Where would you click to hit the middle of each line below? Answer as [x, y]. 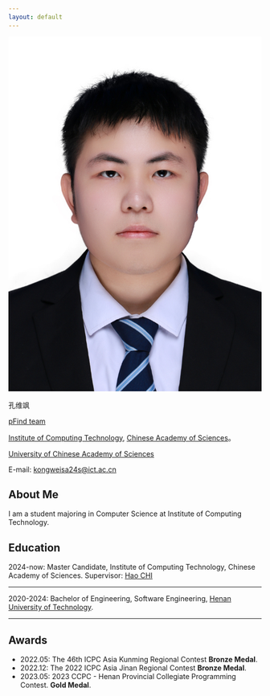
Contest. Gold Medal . [55, 685]
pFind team [27, 421]
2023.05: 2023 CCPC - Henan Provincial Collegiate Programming [128, 677]
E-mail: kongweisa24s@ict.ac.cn [62, 469]
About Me [33, 495]
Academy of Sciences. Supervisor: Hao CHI [80, 575]
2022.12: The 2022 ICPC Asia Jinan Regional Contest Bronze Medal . [133, 668]
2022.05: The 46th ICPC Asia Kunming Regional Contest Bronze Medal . [139, 660]
